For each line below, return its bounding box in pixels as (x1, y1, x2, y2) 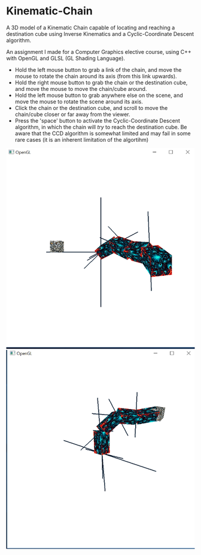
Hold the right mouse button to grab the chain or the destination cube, (14, 79, 188, 86)
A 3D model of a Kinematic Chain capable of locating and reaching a (6, 24, 175, 31)
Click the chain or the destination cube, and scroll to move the (14, 104, 168, 111)
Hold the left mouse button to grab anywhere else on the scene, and (14, 92, 184, 99)
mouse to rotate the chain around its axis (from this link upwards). (14, 72, 178, 80)
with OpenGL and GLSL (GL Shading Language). (6, 54, 126, 62)
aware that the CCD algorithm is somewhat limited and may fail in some (14, 130, 191, 137)
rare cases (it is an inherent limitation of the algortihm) (14, 136, 149, 143)
